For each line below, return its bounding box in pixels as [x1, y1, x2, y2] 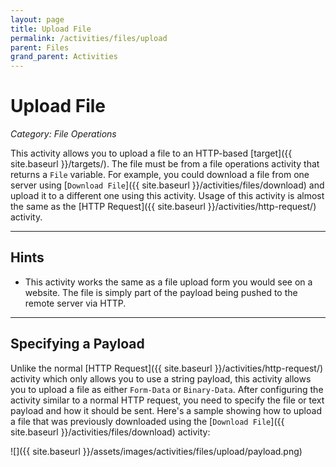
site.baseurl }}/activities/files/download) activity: [10, 426, 211, 438]
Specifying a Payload [10, 336, 145, 353]
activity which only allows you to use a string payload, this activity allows [10, 372, 312, 385]
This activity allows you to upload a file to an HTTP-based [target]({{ [10, 147, 293, 160]
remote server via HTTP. [24, 297, 127, 309]
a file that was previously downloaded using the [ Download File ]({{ [10, 415, 285, 427]
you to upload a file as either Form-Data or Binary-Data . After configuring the [10, 383, 324, 395]
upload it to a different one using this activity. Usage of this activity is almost [10, 190, 325, 202]
